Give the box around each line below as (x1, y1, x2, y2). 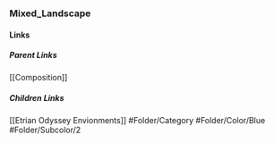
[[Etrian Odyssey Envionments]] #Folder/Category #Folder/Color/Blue (9, 115, 266, 126)
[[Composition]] (9, 72, 68, 83)
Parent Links (9, 50, 57, 61)
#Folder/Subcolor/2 (9, 124, 81, 136)
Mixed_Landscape (9, 7, 91, 20)
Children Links (9, 93, 64, 104)
